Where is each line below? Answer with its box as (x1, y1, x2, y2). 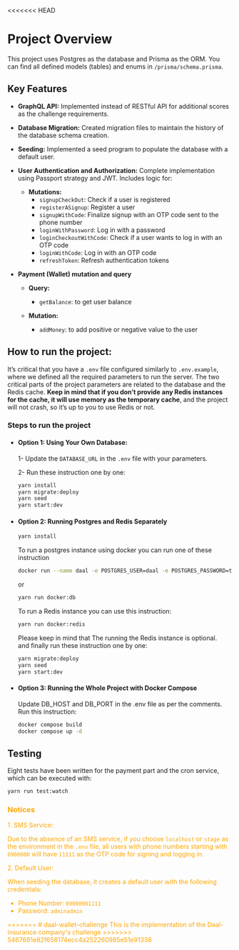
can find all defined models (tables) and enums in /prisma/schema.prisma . (7, 62, 223, 71)
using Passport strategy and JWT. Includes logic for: (17, 174, 173, 182)
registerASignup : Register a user (39, 203, 136, 211)
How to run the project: (7, 346, 112, 358)
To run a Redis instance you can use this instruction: (17, 607, 172, 616)
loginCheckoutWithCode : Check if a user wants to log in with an (39, 233, 223, 241)
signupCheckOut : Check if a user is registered (39, 195, 171, 204)
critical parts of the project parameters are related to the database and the (7, 380, 226, 389)
